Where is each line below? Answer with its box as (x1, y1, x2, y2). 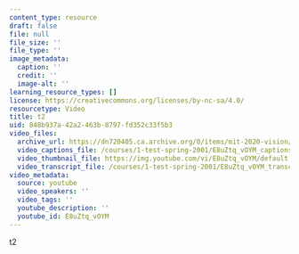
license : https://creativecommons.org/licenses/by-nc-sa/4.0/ (9, 95, 245, 105)
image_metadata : (9, 54, 69, 63)
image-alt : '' (17, 79, 69, 88)
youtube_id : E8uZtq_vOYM (17, 211, 109, 221)
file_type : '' (9, 46, 62, 55)
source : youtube (17, 179, 77, 188)
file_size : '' (9, 37, 62, 47)
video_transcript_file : (17, 162, 105, 171)
